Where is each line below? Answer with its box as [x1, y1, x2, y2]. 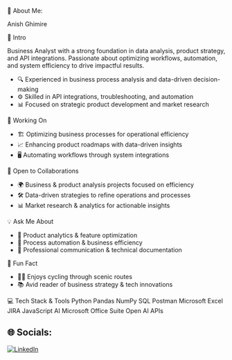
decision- [193, 75, 220, 83]
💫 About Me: [7, 7, 43, 15]
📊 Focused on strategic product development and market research [17, 100, 209, 108]
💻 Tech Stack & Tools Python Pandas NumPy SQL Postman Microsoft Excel [7, 297, 224, 305]
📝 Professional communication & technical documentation [17, 246, 182, 254]
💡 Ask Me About [7, 218, 54, 225]
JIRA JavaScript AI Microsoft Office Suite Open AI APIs [7, 307, 164, 314]
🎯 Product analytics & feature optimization [17, 231, 138, 239]
